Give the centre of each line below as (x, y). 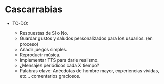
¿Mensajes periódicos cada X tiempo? (59, 65)
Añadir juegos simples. (44, 49)
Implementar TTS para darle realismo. (59, 60)
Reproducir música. (40, 55)
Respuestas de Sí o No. (44, 33)
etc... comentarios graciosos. (50, 76)
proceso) (29, 44)
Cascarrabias (34, 9)
